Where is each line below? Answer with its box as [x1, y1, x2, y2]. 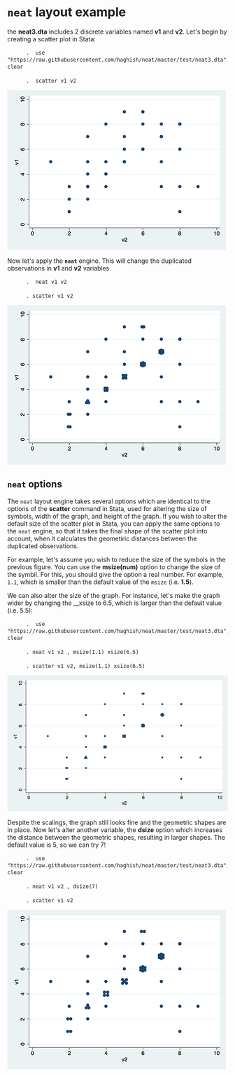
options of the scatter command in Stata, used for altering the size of [7, 504, 208, 512]
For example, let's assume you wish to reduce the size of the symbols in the [7, 555, 226, 564]
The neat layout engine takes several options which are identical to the [7, 497, 211, 505]
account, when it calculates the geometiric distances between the [7, 534, 197, 543]
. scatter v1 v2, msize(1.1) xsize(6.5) [25, 662, 145, 669]
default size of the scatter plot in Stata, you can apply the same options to [7, 519, 220, 528]
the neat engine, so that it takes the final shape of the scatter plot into [7, 526, 208, 535]
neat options [7, 478, 63, 491]
